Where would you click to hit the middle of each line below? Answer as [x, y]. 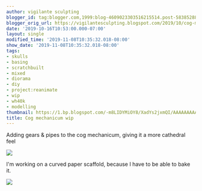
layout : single [25, 34]
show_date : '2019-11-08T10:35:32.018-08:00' [63, 46]
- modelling [21, 107]
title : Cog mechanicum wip [40, 118]
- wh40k [16, 101]
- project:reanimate [32, 90]
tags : [13, 51]
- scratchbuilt [25, 68]
